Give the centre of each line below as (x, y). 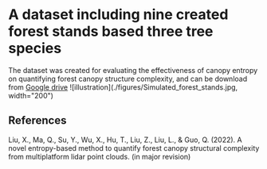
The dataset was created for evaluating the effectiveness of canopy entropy (133, 70)
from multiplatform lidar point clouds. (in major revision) (100, 156)
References (37, 121)
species (35, 48)
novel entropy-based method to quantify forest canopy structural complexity (134, 148)
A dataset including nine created (118, 15)
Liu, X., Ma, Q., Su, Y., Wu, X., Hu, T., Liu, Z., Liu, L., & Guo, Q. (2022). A (125, 140)
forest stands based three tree (111, 31)
